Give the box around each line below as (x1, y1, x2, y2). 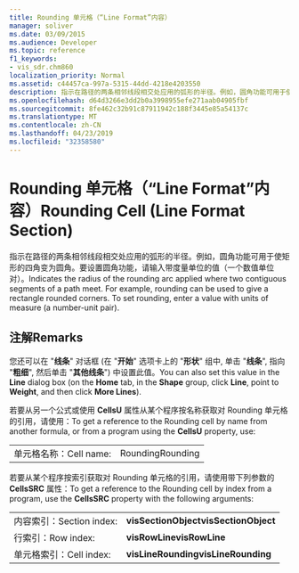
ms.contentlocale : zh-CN (9, 121, 101, 130)
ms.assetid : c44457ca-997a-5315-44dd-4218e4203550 (9, 79, 201, 88)
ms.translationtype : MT (9, 112, 98, 121)
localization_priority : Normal (9, 71, 125, 80)
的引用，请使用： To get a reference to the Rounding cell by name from (9, 415, 268, 426)
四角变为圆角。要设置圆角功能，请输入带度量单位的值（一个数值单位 (24, 262, 274, 273)
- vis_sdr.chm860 (9, 63, 74, 72)
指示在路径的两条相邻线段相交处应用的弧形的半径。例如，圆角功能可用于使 (9, 250, 282, 261)
